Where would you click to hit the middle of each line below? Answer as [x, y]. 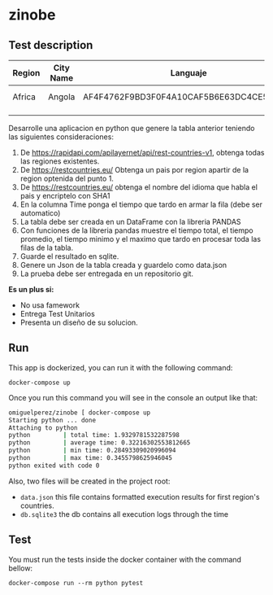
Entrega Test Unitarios [57, 314]
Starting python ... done [52, 420]
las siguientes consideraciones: [61, 137]
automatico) [40, 213]
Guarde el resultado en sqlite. [69, 256]
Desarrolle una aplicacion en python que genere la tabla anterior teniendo [132, 128]
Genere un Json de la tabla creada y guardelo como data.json [123, 265]
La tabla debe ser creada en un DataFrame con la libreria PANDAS [130, 222]
